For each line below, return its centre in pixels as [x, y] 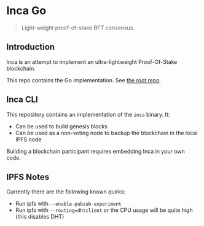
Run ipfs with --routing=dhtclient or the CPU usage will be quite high [104, 210]
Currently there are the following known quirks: [66, 192]
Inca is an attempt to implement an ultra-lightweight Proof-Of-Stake [92, 61]
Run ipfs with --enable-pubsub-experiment [68, 204]
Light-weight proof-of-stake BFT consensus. [78, 28]
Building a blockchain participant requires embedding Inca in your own [96, 151]
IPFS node [28, 139]
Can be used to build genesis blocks [61, 126]
